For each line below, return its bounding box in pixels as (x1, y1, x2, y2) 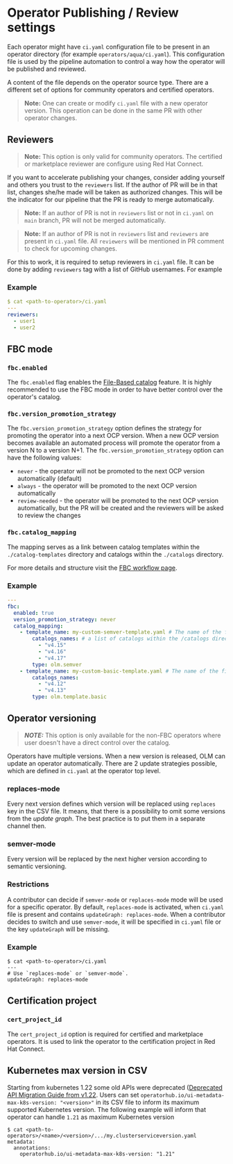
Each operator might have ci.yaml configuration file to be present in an (7, 42, 210, 51)
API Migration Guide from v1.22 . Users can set (7, 1090, 139, 1099)
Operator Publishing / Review (7, 5, 179, 21)
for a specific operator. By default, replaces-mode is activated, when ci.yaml (7, 902, 224, 911)
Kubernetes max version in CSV (7, 1065, 148, 1077)
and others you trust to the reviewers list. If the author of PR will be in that (7, 180, 218, 189)
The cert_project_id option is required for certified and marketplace (7, 1029, 203, 1038)
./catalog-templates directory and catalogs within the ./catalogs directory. (7, 550, 224, 558)
